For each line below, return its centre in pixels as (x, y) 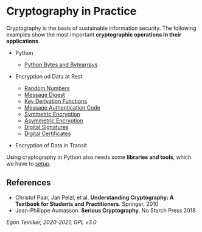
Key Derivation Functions (55, 101)
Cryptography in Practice (71, 11)
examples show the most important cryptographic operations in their (94, 34)
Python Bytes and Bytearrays (61, 65)
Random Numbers (47, 88)
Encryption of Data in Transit (51, 145)
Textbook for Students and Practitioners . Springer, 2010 (87, 204)
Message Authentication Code (62, 107)
